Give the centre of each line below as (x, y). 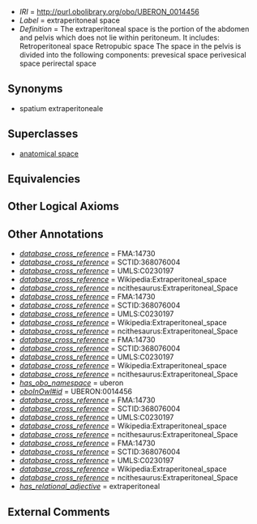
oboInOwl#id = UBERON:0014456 (76, 392)
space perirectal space (58, 63)
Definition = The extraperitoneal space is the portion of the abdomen (134, 29)
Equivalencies (44, 179)
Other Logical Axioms (63, 206)
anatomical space (49, 153)
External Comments (59, 511)
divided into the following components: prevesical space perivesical (133, 55)
